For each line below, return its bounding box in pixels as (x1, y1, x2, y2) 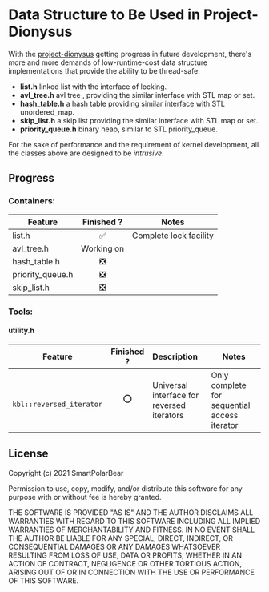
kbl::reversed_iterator (12, 399, 103, 409)
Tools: (8, 306, 34, 317)
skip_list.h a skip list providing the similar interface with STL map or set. (19, 115, 259, 125)
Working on (81, 243, 125, 254)
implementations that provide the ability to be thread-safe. (8, 66, 200, 75)
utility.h (8, 326, 34, 336)
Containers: (8, 195, 56, 207)
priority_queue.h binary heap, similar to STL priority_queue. (19, 124, 218, 134)
